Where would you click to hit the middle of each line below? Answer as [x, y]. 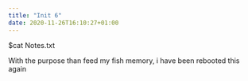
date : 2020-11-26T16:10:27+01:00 [64, 23]
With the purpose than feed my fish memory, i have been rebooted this [124, 61]
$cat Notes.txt [32, 45]
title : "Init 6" [35, 15]
